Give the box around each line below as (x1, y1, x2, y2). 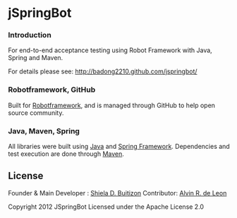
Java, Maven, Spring (8, 126, 80, 135)
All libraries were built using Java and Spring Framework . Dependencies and (8, 143, 230, 151)
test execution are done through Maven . (8, 150, 124, 158)
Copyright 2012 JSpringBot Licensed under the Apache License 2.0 (8, 202, 204, 211)
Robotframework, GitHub (8, 85, 96, 95)
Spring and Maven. (8, 54, 63, 62)
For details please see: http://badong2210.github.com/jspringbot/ (8, 67, 197, 75)
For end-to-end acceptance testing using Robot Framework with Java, (8, 46, 212, 54)
